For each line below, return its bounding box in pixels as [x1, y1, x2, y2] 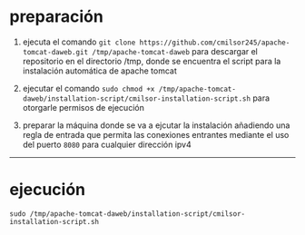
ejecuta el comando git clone [22, 36, 136, 47]
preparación [9, 6, 104, 27]
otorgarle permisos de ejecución [22, 102, 145, 113]
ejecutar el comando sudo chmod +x [22, 83, 155, 93]
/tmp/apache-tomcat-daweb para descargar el [92, 45, 259, 56]
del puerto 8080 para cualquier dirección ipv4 [22, 139, 192, 150]
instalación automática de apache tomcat [22, 65, 177, 76]
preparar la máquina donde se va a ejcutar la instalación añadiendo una [22, 120, 290, 131]
